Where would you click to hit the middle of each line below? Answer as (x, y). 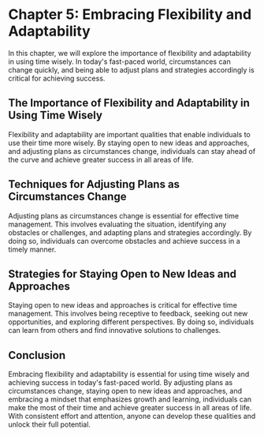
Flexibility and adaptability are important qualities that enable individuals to (129, 134)
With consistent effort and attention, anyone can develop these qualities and (132, 416)
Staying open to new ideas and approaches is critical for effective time (123, 305)
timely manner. (32, 249)
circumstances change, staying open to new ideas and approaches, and (125, 391)
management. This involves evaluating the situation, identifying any (117, 224)
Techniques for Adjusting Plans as (94, 184)
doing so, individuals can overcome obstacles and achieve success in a (124, 241)
